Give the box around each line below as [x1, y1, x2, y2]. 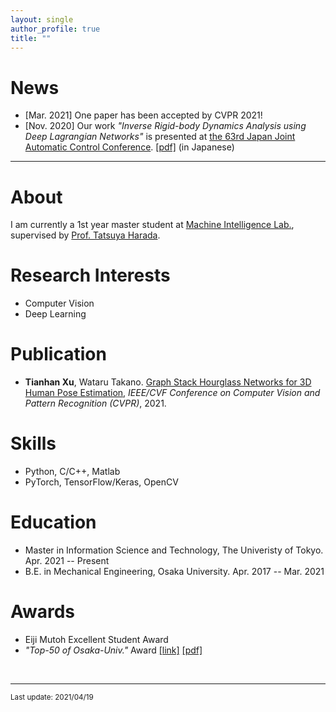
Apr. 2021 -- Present [24, 555, 110, 566]
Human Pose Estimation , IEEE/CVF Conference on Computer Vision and [24, 387, 321, 399]
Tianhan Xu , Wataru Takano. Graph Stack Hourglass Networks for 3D [24, 376, 312, 388]
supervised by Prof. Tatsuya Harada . [10, 229, 161, 241]
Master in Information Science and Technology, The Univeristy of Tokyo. [24, 544, 324, 556]
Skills [10, 432, 57, 455]
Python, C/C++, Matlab [24, 466, 121, 478]
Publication [10, 343, 107, 366]
